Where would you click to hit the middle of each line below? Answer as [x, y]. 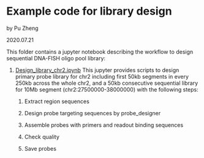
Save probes [40, 148]
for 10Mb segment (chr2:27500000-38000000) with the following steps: [107, 89]
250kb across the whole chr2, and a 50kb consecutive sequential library [107, 83]
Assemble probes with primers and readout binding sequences [104, 125]
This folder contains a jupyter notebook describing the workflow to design [100, 52]
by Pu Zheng [22, 28]
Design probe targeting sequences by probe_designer [93, 113]
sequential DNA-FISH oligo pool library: [56, 58]
